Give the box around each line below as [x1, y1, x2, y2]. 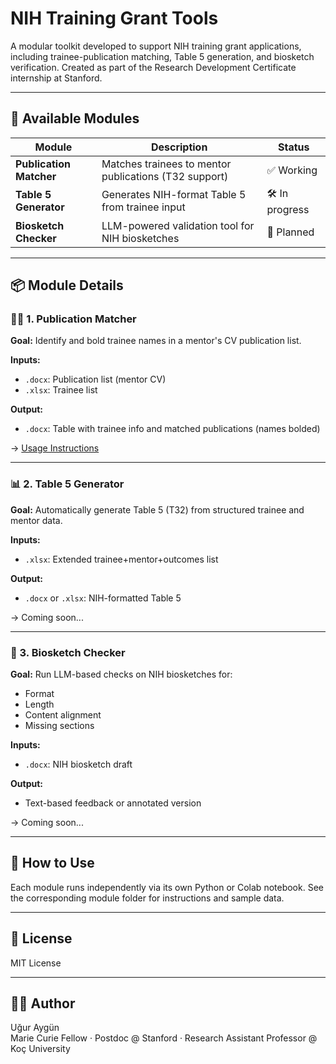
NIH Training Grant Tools [10, 7, 219, 30]
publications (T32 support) [101, 169, 229, 183]
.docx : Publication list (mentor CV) [24, 373, 167, 386]
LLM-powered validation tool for [101, 218, 255, 232]
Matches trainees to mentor [101, 157, 232, 171]
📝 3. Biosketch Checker [10, 645, 126, 659]
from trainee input [101, 200, 186, 214]
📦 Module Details [10, 277, 124, 294]
